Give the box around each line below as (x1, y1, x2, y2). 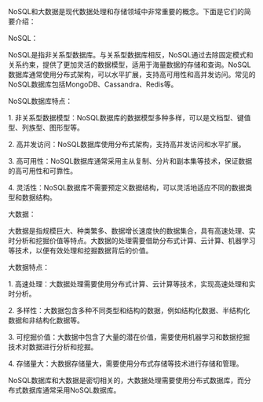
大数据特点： (8, 263, 49, 271)
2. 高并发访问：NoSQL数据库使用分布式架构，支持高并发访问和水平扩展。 (8, 140, 246, 149)
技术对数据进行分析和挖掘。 (8, 342, 98, 352)
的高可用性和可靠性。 (8, 166, 77, 175)
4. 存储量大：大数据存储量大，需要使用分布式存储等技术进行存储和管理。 (8, 359, 243, 368)
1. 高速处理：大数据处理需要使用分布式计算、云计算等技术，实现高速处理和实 (8, 279, 256, 289)
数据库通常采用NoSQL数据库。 (21, 385, 121, 395)
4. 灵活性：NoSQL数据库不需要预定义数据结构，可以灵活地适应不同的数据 (8, 183, 246, 192)
